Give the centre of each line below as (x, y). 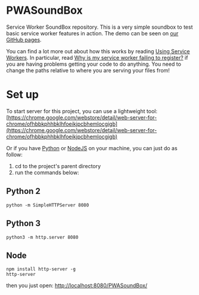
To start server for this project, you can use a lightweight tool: (82, 111)
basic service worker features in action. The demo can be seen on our (92, 33)
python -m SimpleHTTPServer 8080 (48, 205)
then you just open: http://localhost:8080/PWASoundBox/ (77, 285)
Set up (22, 95)
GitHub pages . (24, 39)
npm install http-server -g (41, 269)
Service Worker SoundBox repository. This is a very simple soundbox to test (99, 27)
